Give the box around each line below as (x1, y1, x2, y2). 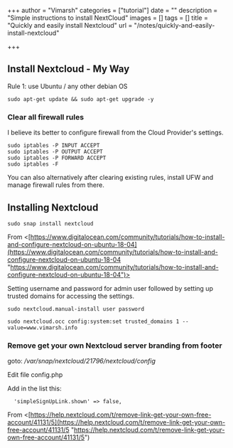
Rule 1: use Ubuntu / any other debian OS (7, 82, 128, 90)
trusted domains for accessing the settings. (7, 292, 135, 300)
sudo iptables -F (7, 161, 59, 168)
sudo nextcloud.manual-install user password (7, 305, 144, 312)
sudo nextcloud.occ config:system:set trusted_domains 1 (7, 318, 180, 325)
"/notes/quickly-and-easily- (134, 21, 215, 29)
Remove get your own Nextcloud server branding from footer (7, 341, 222, 351)
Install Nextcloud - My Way (7, 63, 130, 75)
